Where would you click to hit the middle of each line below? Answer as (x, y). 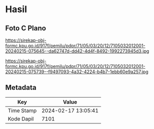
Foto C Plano (26, 28)
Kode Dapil (21, 119)
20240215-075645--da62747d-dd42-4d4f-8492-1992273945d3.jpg (77, 51)
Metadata (21, 88)
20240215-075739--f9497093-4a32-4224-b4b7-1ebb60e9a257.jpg (77, 72)
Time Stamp (22, 110)
